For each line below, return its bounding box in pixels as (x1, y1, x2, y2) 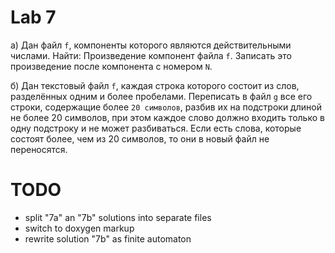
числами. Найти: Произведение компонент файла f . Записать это (10, 49, 292, 61)
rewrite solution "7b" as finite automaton (24, 232, 192, 245)
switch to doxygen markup (24, 222, 135, 234)
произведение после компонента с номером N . (10, 60, 213, 72)
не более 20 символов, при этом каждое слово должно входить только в (10, 111, 325, 123)
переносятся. (10, 143, 68, 155)
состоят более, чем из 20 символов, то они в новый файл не (10, 132, 270, 145)
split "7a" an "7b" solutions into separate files (24, 211, 212, 223)
